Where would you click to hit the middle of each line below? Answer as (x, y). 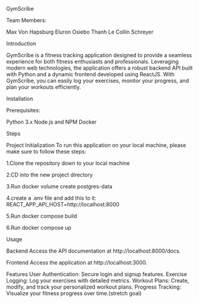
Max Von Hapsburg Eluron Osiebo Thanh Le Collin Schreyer (80, 32)
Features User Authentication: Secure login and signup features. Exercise (97, 274)
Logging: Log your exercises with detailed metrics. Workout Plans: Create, (98, 280)
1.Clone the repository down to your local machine (68, 163)
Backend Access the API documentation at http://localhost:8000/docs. (94, 251)
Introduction (21, 43)
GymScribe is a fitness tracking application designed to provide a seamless (99, 55)
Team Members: (26, 20)
